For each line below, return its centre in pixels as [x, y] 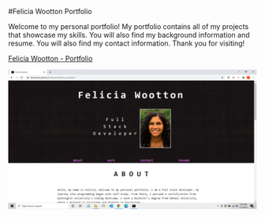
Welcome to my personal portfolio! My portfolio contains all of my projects [129, 26]
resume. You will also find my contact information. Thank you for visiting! [127, 43]
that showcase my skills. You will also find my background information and [129, 35]
